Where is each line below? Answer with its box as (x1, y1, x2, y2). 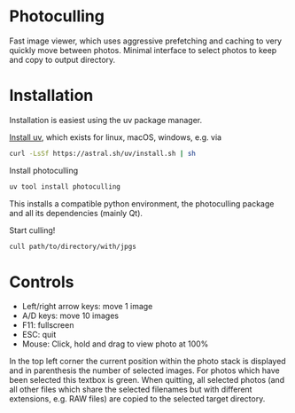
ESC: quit (21, 330, 57, 340)
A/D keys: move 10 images (21, 310, 120, 321)
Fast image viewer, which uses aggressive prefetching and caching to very (9, 35, 282, 46)
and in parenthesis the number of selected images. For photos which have (9, 365, 281, 376)
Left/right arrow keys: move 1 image (21, 301, 153, 312)
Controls (9, 272, 74, 292)
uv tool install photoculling (9, 182, 121, 191)
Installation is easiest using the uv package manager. (9, 114, 203, 125)
